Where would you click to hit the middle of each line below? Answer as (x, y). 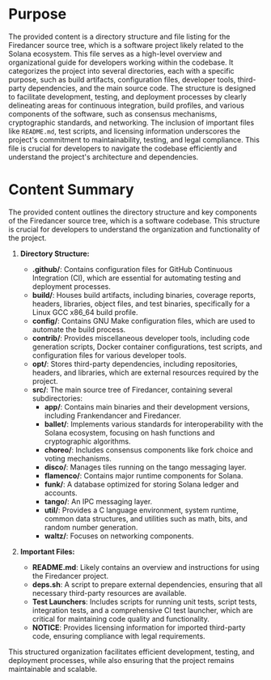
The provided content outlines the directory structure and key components (133, 212)
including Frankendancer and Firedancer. (113, 415)
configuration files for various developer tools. (109, 355)
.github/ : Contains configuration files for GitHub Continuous (132, 269)
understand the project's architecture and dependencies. (104, 157)
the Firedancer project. (70, 576)
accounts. (61, 493)
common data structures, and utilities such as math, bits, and (146, 518)
